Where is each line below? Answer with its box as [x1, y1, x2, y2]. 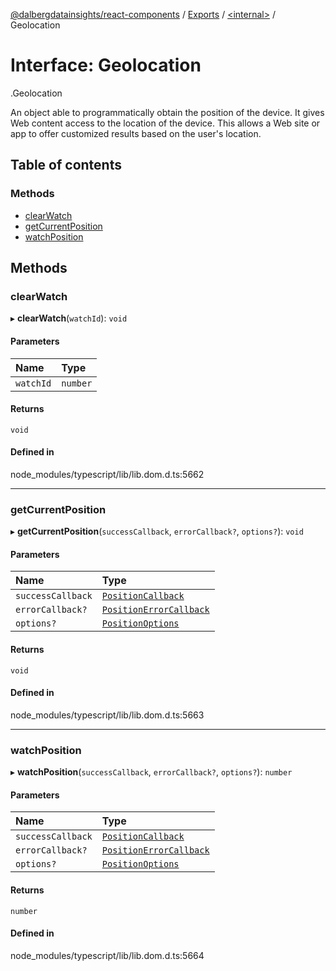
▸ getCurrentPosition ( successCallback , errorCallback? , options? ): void [10, 525, 304, 538]
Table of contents [10, 157, 122, 174]
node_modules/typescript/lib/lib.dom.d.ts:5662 [10, 468, 205, 480]
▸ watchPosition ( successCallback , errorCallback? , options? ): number [10, 766, 293, 778]
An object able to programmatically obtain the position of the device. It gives [10, 106, 325, 118]
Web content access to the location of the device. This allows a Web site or [10, 117, 321, 129]
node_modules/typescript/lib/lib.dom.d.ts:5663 [10, 709, 205, 721]
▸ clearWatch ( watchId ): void [10, 312, 128, 324]
